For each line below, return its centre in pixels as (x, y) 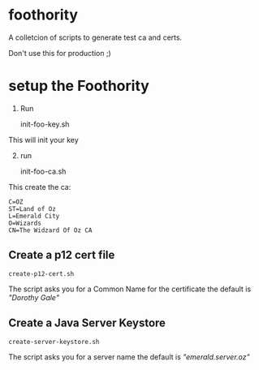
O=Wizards (25, 223)
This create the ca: (40, 187)
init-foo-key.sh (45, 124)
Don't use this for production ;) (60, 53)
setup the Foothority (79, 86)
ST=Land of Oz (32, 209)
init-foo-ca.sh (43, 171)
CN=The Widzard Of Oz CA (50, 230)
